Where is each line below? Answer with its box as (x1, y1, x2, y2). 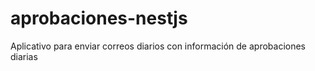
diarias (10, 50, 38, 62)
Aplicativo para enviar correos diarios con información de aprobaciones (10, 40, 307, 52)
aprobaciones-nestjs (10, 7, 188, 30)
